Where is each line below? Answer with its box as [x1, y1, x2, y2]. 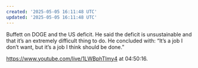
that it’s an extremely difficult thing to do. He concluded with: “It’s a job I [6, 37, 183, 44]
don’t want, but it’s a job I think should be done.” [6, 43, 125, 51]
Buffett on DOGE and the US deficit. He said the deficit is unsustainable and [6, 30, 192, 38]
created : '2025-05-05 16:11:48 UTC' [6, 8, 97, 15]
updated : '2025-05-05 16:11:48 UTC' [6, 14, 97, 20]
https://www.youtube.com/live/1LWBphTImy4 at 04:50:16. [6, 55, 148, 62]
